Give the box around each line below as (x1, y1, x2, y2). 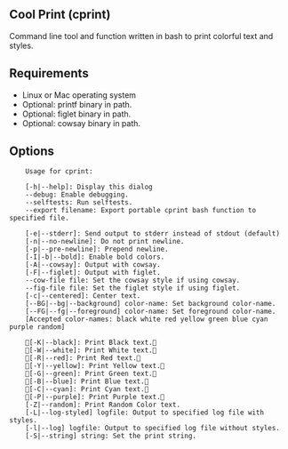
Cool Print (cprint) (9, 7, 111, 22)
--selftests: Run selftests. (25, 198, 133, 207)
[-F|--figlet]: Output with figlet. (25, 269, 162, 277)
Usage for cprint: (25, 167, 93, 176)
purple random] (9, 323, 66, 332)
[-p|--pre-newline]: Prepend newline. (25, 245, 169, 254)
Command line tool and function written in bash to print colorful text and (9, 30, 274, 41)
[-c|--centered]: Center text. (25, 292, 141, 301)
